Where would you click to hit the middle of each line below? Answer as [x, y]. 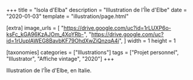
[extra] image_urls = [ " [35, 28]
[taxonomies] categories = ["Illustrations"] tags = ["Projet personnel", [93, 52]
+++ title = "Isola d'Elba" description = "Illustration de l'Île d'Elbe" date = [97, 10]
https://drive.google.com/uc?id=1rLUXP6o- [117, 28]
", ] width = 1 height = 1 [147, 41]
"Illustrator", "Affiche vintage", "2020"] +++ [61, 59]
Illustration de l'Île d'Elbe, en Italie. [49, 70]
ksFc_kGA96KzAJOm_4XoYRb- [45, 34]
